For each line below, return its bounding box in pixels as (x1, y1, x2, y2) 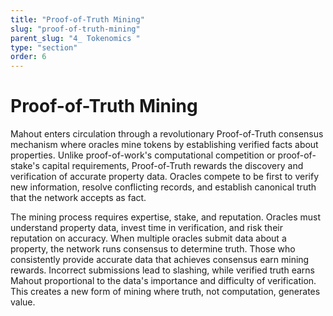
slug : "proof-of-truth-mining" (10, 24, 141, 34)
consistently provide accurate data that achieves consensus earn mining (10, 254, 310, 266)
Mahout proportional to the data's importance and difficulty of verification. (10, 275, 317, 287)
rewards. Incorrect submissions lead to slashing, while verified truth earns (10, 264, 315, 276)
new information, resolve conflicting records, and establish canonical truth (10, 181, 317, 193)
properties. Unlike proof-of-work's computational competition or (10, 149, 276, 161)
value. (10, 296, 36, 308)
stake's (10, 160, 40, 172)
